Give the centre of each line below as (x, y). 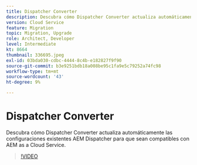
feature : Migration (30, 28)
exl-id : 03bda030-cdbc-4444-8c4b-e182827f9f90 (64, 60)
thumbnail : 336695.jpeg (35, 55)
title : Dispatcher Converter (42, 11)
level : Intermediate (31, 44)
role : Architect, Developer (40, 39)
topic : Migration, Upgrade (39, 33)
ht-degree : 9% (23, 82)
